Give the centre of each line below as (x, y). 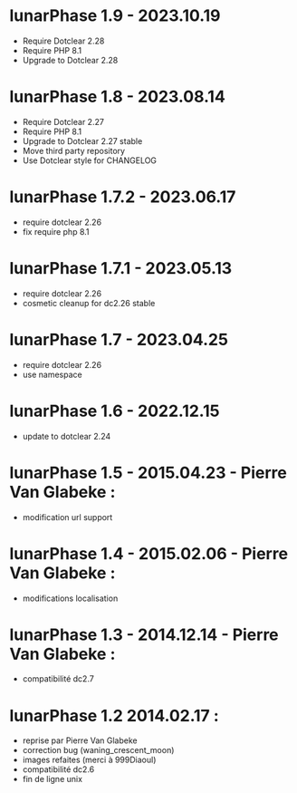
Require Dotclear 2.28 (63, 41)
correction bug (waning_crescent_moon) (98, 750)
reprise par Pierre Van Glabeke (80, 740)
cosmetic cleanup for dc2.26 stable (89, 303)
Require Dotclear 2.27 (63, 121)
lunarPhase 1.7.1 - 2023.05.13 (121, 268)
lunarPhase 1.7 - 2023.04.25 (119, 339)
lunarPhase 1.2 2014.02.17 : (114, 716)
